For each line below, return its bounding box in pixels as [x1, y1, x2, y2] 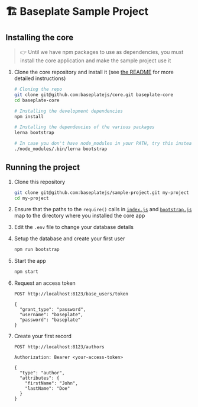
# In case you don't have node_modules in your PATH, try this [14, 141, 174, 147]
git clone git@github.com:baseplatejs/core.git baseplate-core [14, 91, 174, 98]
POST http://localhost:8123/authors [14, 344, 105, 350]
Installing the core [5, 32, 74, 42]
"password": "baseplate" [20, 317, 81, 323]
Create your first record [14, 333, 72, 340]
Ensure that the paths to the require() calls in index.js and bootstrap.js [14, 206, 192, 213]
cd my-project [14, 195, 49, 201]
